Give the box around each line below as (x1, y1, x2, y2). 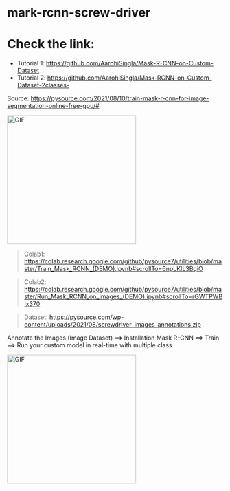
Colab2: (23, 278, 47, 286)
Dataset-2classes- (16, 81, 70, 89)
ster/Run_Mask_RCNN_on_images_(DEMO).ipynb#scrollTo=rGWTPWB (23, 292, 223, 301)
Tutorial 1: (16, 59, 45, 67)
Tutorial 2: (16, 74, 46, 82)
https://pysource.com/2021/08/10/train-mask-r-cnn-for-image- (30, 94, 209, 102)
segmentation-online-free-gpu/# (7, 102, 100, 110)
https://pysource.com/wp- (49, 313, 124, 321)
